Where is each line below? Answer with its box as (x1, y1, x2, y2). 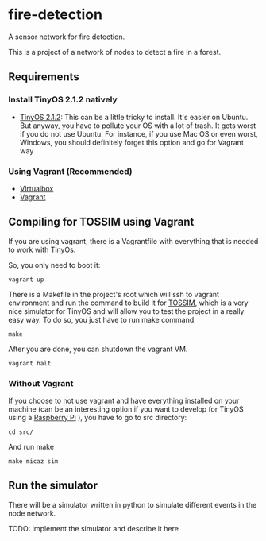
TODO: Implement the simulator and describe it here (8, 524, 179, 533)
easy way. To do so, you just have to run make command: (8, 315, 196, 324)
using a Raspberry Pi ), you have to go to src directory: (8, 413, 187, 423)
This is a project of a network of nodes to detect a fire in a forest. (8, 47, 222, 56)
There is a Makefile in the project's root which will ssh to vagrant (8, 289, 220, 299)
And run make (8, 442, 54, 452)
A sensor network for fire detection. (8, 32, 125, 41)
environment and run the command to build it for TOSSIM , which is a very (8, 298, 249, 307)
